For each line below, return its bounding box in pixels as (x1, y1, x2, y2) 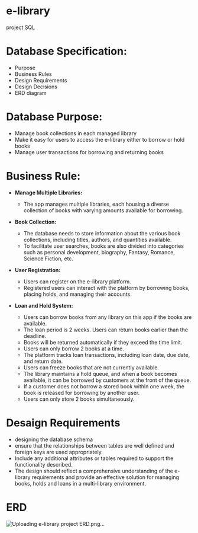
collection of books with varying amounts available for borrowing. (23, 206, 183, 214)
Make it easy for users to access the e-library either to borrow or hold (14, 136, 185, 143)
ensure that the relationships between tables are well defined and (14, 442, 174, 449)
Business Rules (14, 70, 52, 78)
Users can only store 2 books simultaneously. (23, 395, 135, 403)
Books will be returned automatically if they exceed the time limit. (23, 339, 183, 346)
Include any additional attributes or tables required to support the (14, 455, 174, 462)
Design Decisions (14, 83, 58, 90)
